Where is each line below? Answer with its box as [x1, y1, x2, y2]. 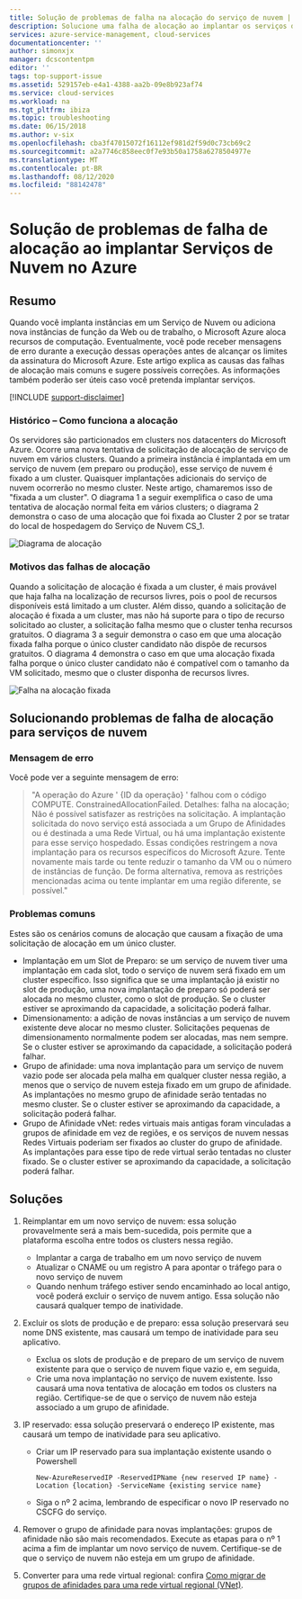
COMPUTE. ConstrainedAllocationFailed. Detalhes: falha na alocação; [31, 799, 289, 810]
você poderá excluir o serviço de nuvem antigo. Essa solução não [35, 1290, 280, 1301]
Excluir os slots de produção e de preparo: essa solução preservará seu [22, 1317, 289, 1328]
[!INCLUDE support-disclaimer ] [9, 392, 125, 403]
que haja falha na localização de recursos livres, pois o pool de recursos [9, 590, 278, 601]
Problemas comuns [9, 908, 96, 921]
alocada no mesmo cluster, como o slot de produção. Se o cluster [22, 993, 267, 1004]
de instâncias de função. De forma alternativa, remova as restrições [31, 866, 283, 877]
